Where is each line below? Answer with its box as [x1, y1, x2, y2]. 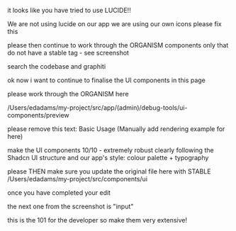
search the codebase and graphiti [7, 62, 106, 70]
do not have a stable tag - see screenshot [7, 49, 130, 57]
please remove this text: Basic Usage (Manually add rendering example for [7, 125, 225, 133]
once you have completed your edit [7, 188, 111, 197]
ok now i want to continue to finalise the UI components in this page [7, 76, 206, 84]
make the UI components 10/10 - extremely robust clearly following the [7, 146, 214, 154]
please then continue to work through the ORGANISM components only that [7, 41, 229, 49]
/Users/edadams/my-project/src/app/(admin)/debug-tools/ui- [7, 103, 188, 112]
